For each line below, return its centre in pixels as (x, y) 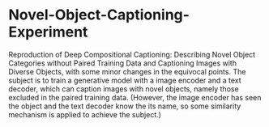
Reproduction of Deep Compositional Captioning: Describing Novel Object (132, 54)
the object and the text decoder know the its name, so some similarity (125, 106)
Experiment (48, 32)
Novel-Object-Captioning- (99, 15)
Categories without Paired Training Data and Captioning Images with (123, 63)
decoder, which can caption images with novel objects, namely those (124, 89)
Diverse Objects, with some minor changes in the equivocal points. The (127, 71)
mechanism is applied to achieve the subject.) (85, 114)
